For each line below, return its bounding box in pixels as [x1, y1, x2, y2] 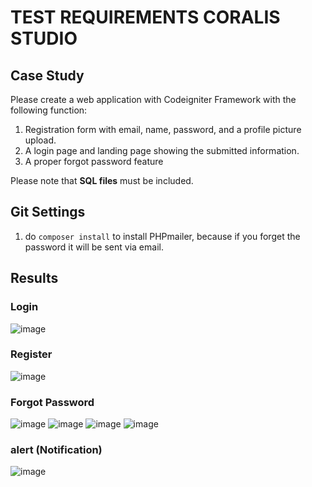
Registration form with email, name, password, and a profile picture [24, 124, 302, 135]
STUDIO [10, 27, 78, 50]
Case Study [10, 67, 85, 84]
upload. [24, 134, 57, 146]
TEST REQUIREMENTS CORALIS [10, 6, 281, 29]
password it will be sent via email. [24, 241, 164, 253]
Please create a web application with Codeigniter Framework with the [10, 94, 297, 105]
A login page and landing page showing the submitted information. [24, 145, 300, 156]
